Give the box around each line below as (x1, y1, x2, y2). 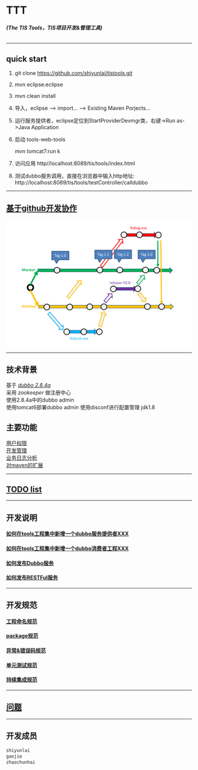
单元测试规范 (6, 662, 37, 669)
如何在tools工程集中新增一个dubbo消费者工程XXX (6, 545, 129, 552)
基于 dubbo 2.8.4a (6, 381, 51, 389)
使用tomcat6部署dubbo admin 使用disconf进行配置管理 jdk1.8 (6, 403, 155, 410)
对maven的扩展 (6, 461, 43, 469)
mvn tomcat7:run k (14, 148, 61, 155)
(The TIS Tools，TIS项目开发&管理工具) (6, 24, 103, 31)
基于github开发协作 (6, 203, 78, 213)
